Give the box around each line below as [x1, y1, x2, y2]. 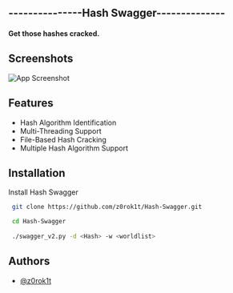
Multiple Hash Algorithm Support [19, 143, 128, 153]
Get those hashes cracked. [8, 28, 100, 38]
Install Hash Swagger [8, 187, 78, 197]
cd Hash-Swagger [11, 218, 66, 226]
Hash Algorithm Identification [19, 118, 117, 127]
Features [8, 96, 54, 110]
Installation [8, 167, 66, 179]
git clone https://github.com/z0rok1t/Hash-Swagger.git [11, 203, 203, 211]
